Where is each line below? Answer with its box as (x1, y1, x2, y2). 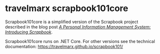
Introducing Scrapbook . (5, 29, 53, 35)
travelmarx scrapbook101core (5, 3, 128, 14)
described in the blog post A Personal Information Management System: (5, 24, 151, 29)
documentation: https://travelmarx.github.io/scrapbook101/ (5, 43, 123, 49)
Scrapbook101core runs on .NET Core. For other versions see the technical (5, 38, 155, 44)
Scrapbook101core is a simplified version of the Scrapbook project (5, 19, 139, 25)
